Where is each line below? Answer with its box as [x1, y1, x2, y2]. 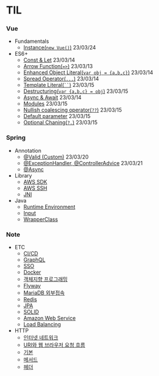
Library [14, 172, 32, 179]
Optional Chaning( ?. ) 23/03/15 [23, 119, 98, 126]
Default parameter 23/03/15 [23, 113, 91, 120]
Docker [23, 268, 41, 276]
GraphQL [23, 256, 46, 263]
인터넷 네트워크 [23, 334, 59, 341]
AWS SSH [23, 184, 48, 192]
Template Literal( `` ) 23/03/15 [23, 82, 95, 89]
